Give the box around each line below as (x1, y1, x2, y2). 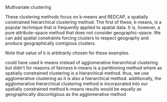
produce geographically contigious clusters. (5, 40, 96, 46)
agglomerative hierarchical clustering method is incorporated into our (5, 81, 148, 87)
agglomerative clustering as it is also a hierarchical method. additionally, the (5, 76, 161, 81)
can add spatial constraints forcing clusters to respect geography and (5, 35, 149, 41)
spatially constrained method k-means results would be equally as (5, 86, 141, 92)
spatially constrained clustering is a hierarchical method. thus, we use (5, 70, 149, 76)
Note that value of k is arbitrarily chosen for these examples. (5, 50, 130, 56)
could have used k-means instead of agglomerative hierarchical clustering (5, 60, 158, 65)
